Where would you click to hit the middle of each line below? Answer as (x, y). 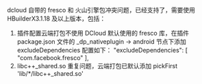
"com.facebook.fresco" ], (53, 58)
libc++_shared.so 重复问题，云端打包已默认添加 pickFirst (97, 66)
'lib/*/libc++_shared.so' (50, 73)
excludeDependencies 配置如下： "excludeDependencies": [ (102, 50)
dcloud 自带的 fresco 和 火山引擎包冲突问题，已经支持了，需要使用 (101, 10)
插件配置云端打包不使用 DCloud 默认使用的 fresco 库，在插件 (103, 33)
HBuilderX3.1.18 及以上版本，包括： (56, 18)
